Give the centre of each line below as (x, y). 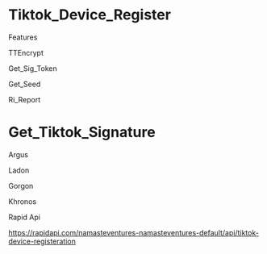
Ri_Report (25, 99)
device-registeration (42, 241)
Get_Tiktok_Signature (82, 133)
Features (23, 37)
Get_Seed (25, 84)
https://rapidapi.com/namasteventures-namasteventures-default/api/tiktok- (134, 232)
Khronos (23, 201)
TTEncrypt (26, 52)
